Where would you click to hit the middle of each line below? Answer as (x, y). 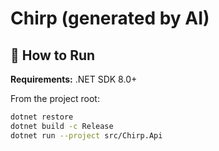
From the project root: (55, 98)
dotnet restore (42, 117)
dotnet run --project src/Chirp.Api (86, 135)
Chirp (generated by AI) (110, 18)
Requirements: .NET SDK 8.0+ (74, 79)
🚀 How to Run (53, 55)
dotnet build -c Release (62, 126)
